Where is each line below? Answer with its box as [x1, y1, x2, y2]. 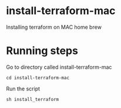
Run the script [6, 85, 40, 92]
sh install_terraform [6, 96, 59, 102]
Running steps [6, 44, 78, 58]
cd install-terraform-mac [6, 75, 69, 80]
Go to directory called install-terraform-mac [6, 63, 112, 70]
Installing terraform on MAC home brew [6, 23, 102, 31]
